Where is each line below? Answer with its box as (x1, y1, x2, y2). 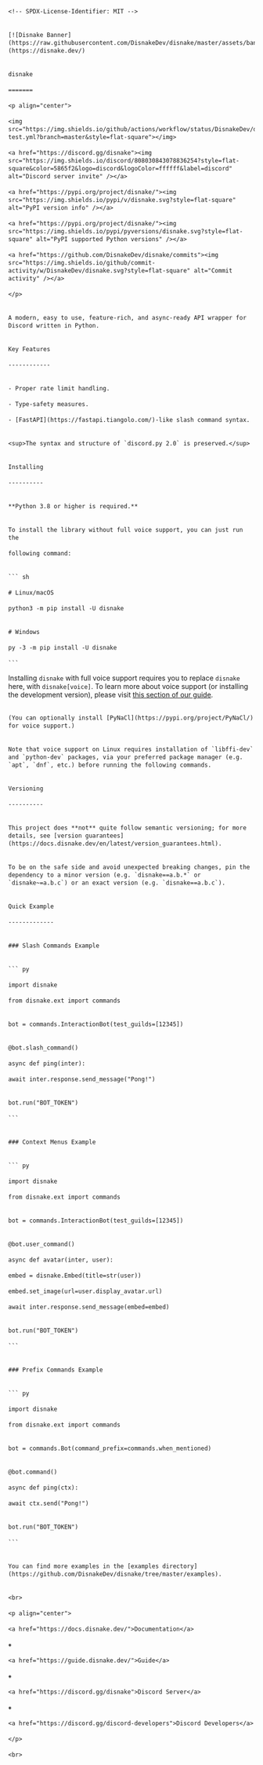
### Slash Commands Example (8, 942, 100, 950)
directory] (161, 1562, 198, 1570)
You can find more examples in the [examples (8, 1562, 159, 1570)
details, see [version (8, 832, 82, 840)
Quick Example (8, 903, 55, 910)
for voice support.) (8, 722, 76, 730)
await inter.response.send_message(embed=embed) (8, 1303, 170, 1311)
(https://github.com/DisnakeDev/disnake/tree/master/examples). (8, 1570, 222, 1578)
